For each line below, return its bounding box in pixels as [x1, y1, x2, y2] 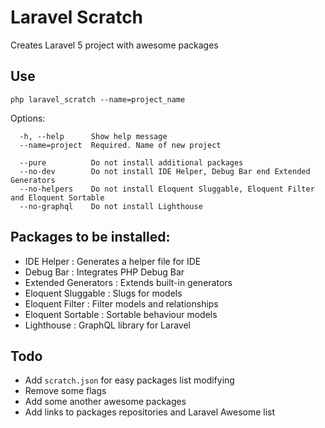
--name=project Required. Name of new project [19, 140, 222, 150]
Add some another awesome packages [24, 396, 187, 408]
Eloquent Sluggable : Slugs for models [24, 287, 183, 299]
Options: [10, 112, 46, 124]
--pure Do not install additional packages [19, 157, 244, 168]
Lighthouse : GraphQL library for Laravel [24, 319, 191, 331]
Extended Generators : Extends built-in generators [24, 276, 233, 288]
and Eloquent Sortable [10, 192, 105, 203]
